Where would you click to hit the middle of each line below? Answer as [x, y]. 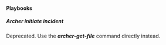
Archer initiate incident [35, 21]
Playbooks [19, 8]
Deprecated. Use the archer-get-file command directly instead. [83, 36]
